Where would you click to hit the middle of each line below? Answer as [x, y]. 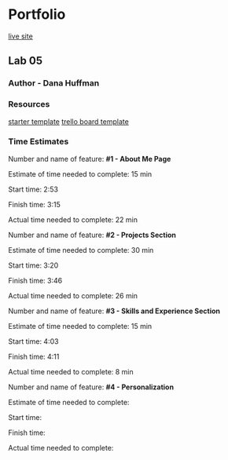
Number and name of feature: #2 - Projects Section [92, 235]
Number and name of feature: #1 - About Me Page [90, 159]
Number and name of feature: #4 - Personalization [91, 387]
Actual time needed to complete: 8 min [71, 371]
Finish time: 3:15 [34, 204]
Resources [29, 104]
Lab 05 [26, 61]
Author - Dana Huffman [54, 83]
